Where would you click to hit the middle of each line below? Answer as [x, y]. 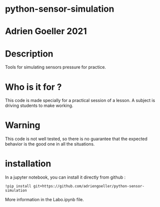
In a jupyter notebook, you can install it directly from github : [65, 177]
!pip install [18, 186]
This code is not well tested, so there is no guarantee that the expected [76, 139]
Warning [23, 125]
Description [29, 53]
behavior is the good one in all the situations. [50, 144]
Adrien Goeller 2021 [46, 31]
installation [28, 164]
